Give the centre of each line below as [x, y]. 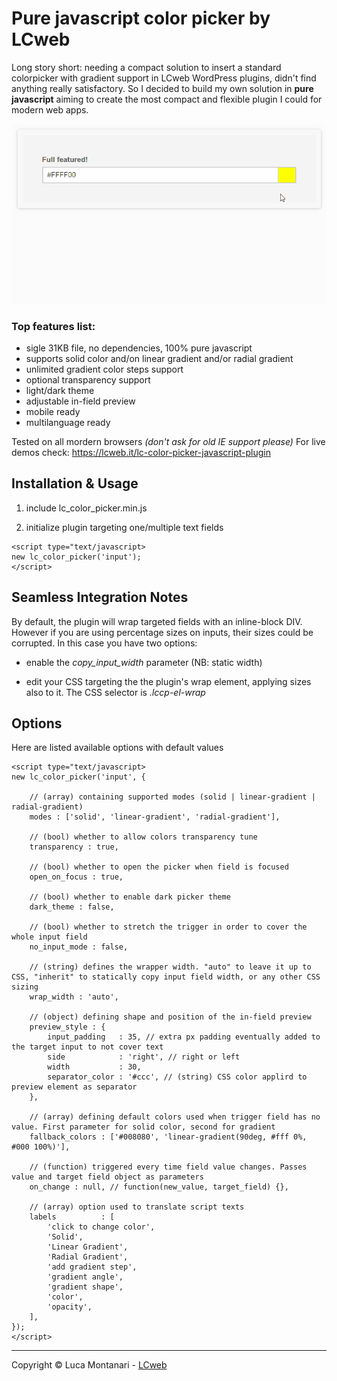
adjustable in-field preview [80, 401]
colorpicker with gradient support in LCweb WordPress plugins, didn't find [164, 78]
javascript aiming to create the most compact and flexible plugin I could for [167, 99]
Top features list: [53, 326]
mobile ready [53, 411]
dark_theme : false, [72, 907]
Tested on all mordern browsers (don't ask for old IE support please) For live [168, 441]
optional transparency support [88, 379]
